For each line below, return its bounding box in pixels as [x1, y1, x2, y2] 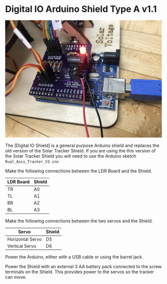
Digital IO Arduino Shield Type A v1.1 [5, 3, 157, 15]
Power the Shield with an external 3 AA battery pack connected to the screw [5, 264, 162, 270]
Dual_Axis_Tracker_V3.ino [5, 159, 59, 164]
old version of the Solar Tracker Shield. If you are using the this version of [5, 147, 156, 153]
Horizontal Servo [7, 236, 42, 242]
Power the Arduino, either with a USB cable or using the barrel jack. [5, 254, 143, 260]
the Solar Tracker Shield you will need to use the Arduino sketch [5, 153, 137, 159]
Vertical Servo [7, 243, 36, 249]
